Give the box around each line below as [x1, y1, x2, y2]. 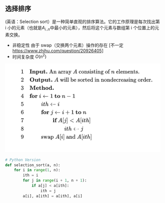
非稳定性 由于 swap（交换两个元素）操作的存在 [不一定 [12, 42, 124, 48]
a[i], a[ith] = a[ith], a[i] [23, 193, 83, 199]
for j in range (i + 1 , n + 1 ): [23, 178, 87, 183]
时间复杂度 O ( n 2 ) [12, 53, 47, 60]
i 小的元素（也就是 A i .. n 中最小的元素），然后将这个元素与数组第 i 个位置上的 [5, 25, 155, 32]
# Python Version [5, 157, 41, 162]
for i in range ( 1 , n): [14, 168, 61, 173]
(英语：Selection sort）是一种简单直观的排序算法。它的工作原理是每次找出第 [5, 19, 160, 25]
